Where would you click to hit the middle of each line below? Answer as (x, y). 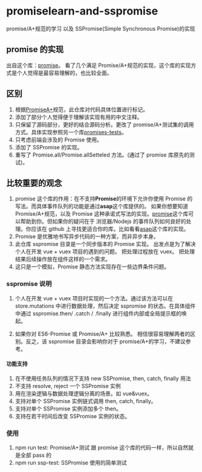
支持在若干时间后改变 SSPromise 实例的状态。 (73, 416)
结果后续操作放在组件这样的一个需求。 (63, 259)
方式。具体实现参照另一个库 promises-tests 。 (71, 132)
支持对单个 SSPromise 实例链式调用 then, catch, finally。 (86, 401)
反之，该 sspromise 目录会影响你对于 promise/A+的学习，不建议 (106, 341)
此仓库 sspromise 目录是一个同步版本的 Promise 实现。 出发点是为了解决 (106, 244)
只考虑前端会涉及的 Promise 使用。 (59, 140)
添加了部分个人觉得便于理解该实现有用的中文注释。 (79, 117)
